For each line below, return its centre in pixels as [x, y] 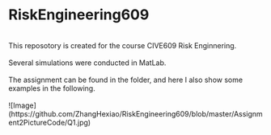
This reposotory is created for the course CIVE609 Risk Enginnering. [123, 45]
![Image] [22, 105]
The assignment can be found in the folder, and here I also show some [126, 80]
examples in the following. [52, 88]
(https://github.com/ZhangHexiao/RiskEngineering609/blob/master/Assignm [135, 113]
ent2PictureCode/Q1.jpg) [50, 122]
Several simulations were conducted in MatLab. [87, 63]
